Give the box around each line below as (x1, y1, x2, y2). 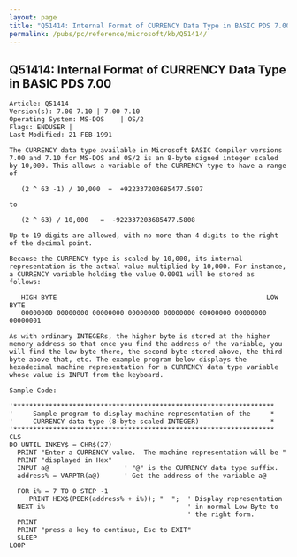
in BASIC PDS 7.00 (9, 76, 112, 91)
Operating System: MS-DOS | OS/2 (9, 115, 144, 124)
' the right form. (187, 510, 255, 519)
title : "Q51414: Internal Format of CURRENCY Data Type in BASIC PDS (9, 21, 271, 30)
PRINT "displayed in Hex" (17, 456, 113, 465)
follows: (9, 278, 42, 287)
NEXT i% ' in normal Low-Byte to (17, 502, 278, 512)
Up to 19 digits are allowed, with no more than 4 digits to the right (9, 231, 278, 240)
